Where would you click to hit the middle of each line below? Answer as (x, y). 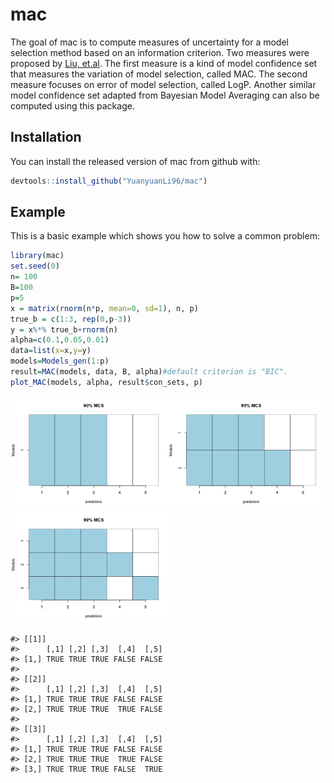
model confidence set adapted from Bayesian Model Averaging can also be (165, 95)
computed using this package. (72, 105)
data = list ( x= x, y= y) (51, 351)
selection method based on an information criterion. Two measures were (160, 52)
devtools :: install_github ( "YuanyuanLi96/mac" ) (109, 181)
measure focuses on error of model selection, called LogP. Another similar (163, 84)
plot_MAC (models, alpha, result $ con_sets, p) (106, 382)
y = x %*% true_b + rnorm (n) (64, 329)
